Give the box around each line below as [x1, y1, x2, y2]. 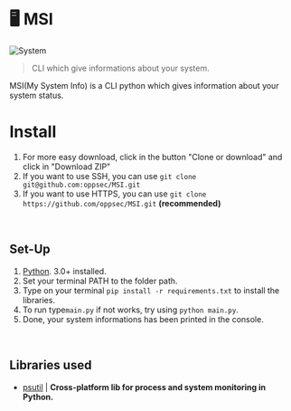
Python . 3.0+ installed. [22, 265, 107, 276]
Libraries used [9, 358, 92, 373]
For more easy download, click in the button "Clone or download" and [22, 151, 283, 162]
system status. [9, 90, 64, 100]
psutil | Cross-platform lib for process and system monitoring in [22, 381, 267, 392]
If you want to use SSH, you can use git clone [22, 170, 197, 181]
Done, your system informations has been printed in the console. [22, 313, 264, 324]
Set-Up [9, 242, 52, 257]
